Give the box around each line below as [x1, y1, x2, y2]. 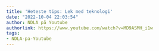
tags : [6, 30, 20, 36]
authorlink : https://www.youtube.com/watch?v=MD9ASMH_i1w [6, 25, 153, 31]
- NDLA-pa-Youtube [6, 36, 52, 42]
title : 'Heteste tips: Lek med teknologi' [6, 8, 113, 15]
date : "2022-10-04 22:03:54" [6, 14, 79, 20]
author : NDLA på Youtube [6, 19, 68, 25]
